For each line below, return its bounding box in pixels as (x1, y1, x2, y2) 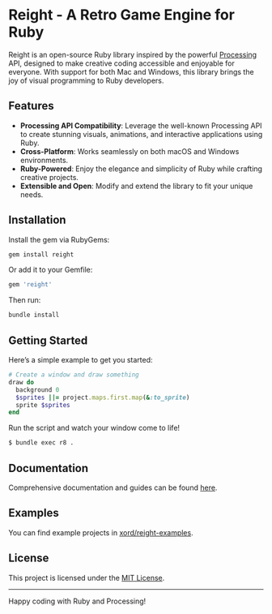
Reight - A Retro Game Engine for (8, 6, 235, 24)
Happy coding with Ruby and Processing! (8, 596, 147, 606)
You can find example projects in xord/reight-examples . (8, 527, 193, 537)
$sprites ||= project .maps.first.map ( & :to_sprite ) (15, 393, 190, 401)
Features (8, 99, 54, 113)
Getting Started (8, 333, 88, 347)
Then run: (8, 295, 41, 305)
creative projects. (19, 172, 79, 182)
